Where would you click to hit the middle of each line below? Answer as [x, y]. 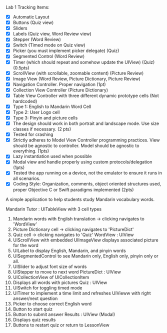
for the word [26, 245]
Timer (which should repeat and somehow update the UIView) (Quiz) [84, 62]
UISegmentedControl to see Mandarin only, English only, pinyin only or [85, 256]
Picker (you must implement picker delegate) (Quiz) [66, 51]
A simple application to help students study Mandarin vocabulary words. [80, 199]
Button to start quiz [33, 309]
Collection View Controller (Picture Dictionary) [60, 90]
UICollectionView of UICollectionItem [51, 277]
